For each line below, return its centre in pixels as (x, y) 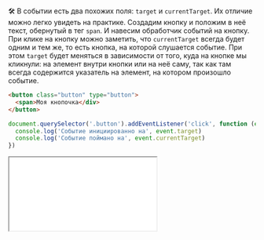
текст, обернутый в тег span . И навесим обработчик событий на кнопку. (129, 31)
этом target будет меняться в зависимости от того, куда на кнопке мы (128, 56)
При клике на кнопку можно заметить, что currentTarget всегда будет (126, 39)
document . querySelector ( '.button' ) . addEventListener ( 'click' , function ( (132, 124)
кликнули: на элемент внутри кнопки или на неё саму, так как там (120, 64)
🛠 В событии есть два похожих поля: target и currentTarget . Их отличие (130, 11)
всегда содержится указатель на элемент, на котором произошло (120, 72)
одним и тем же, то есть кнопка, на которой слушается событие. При (125, 47)
